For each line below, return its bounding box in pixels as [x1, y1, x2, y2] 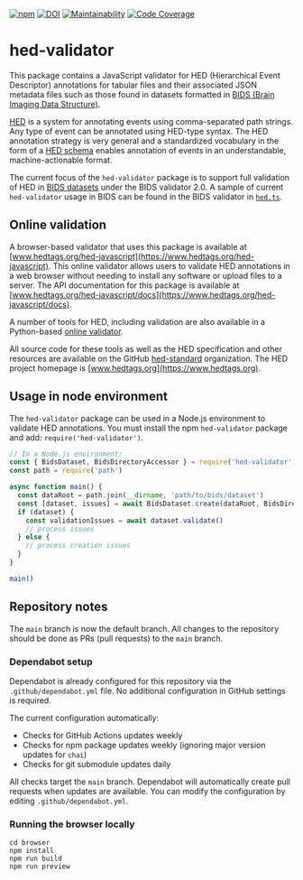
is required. [9, 695, 51, 706]
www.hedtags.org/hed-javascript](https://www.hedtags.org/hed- [12, 251, 255, 262]
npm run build [9, 854, 63, 864]
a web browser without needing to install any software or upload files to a [9, 270, 282, 281]
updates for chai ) [22, 749, 87, 760]
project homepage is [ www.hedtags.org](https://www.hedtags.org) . [9, 362, 262, 374]
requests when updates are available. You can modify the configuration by [9, 785, 286, 796]
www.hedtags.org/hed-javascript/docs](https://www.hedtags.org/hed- [12, 289, 276, 300]
